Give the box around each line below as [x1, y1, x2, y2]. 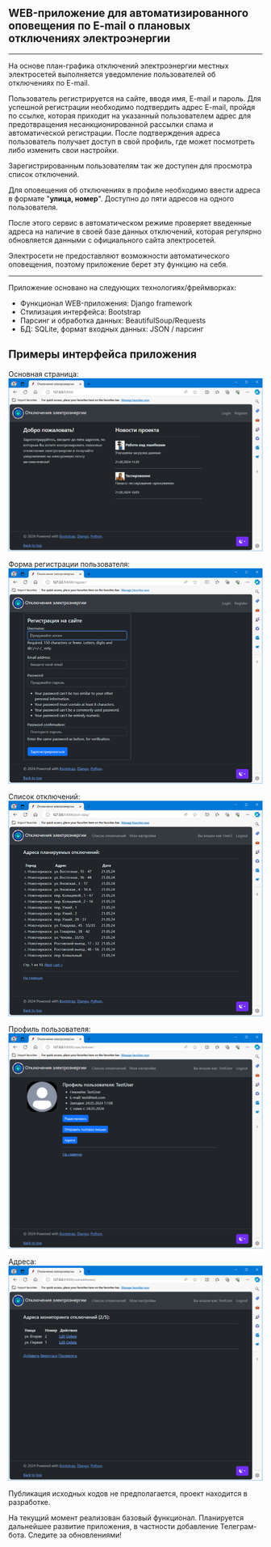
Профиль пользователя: [8, 1024, 91, 1033]
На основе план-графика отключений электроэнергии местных [8, 61, 229, 70]
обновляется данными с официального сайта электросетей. [8, 235, 216, 245]
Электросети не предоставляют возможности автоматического [8, 251, 230, 260]
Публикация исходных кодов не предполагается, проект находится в [8, 1489, 248, 1498]
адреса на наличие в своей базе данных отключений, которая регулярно [8, 226, 262, 236]
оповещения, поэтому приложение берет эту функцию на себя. [8, 259, 228, 269]
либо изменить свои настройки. [8, 145, 119, 154]
